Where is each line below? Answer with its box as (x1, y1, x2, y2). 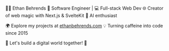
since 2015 (5, 30, 28, 36)
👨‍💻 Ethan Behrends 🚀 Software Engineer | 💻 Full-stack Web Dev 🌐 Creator (5, 5, 164, 11)
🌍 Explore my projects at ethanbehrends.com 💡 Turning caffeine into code (5, 23, 163, 29)
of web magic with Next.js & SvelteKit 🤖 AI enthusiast (5, 13, 117, 18)
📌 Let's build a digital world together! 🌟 (5, 40, 88, 46)
